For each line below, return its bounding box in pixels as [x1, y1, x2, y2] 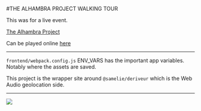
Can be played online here [6, 40, 71, 47]
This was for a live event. [6, 17, 68, 23]
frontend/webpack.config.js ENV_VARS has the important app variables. [6, 57, 184, 64]
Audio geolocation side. [6, 81, 65, 88]
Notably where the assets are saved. [6, 63, 97, 70]
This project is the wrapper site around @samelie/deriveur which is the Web [6, 75, 193, 82]
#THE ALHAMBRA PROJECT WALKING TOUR [6, 5, 118, 12]
